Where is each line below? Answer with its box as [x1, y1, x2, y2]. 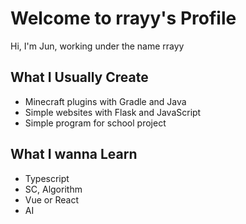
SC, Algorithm [24, 183, 83, 195]
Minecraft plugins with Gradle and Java [24, 95, 187, 107]
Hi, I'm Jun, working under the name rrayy [10, 40, 185, 52]
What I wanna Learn [10, 146, 138, 163]
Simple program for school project [24, 117, 167, 129]
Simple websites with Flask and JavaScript [24, 106, 202, 118]
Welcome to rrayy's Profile [10, 7, 237, 30]
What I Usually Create [10, 69, 149, 86]
